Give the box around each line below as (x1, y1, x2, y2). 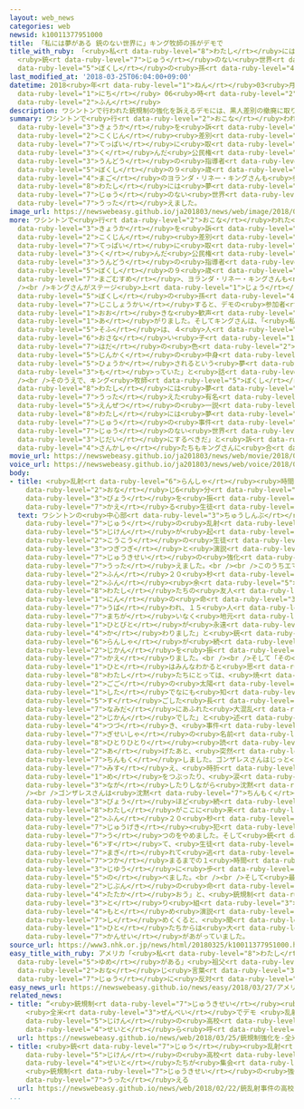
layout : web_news (9, 13, 75, 23)
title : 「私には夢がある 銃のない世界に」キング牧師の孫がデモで (9, 38, 223, 48)
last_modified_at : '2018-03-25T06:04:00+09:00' (9, 73, 193, 82)
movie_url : (9, 452, 51, 461)
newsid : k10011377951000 (9, 30, 103, 39)
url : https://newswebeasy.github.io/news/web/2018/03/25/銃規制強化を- (17, 1033, 285, 1043)
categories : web (9, 22, 71, 31)
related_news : (9, 991, 63, 1000)
